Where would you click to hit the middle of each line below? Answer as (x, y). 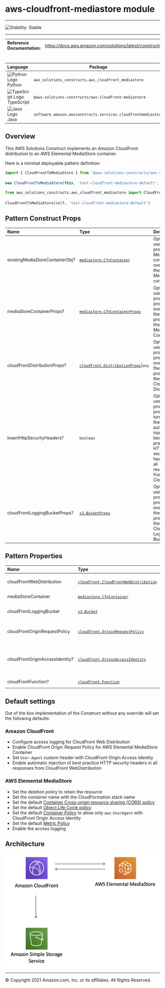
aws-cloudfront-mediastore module (80, 9)
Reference (18, 43)
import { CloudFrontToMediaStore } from (47, 173)
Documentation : (24, 48)
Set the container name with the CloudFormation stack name (73, 797)
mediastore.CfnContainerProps (110, 312)
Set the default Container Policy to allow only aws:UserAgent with (78, 813)
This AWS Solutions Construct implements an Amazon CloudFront (72, 148)
